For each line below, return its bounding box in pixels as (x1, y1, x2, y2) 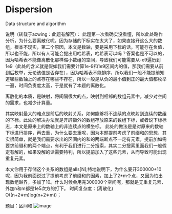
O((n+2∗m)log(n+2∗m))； (5, 191, 61, 198)
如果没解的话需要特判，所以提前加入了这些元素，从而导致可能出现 (27, 148, 167, 155)
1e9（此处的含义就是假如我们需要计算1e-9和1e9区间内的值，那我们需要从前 (5, 63, 164, 69)
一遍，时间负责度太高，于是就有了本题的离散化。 (5, 82, 109, 88)
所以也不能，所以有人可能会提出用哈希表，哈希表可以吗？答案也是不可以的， (5, 50, 167, 56)
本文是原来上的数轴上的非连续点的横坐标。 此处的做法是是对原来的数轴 (14, 123, 164, 129)
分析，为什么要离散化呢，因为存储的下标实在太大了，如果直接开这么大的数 (5, 37, 162, 44)
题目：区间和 (5, 202, 32, 208)
